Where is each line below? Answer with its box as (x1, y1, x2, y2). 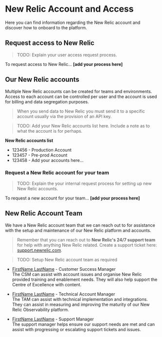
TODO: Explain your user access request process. (17, 52, 117, 58)
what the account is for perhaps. (17, 128, 83, 134)
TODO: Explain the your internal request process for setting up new (17, 180, 152, 186)
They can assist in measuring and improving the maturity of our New (12, 301, 150, 307)
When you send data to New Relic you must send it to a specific (17, 108, 145, 114)
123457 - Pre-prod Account (12, 152, 68, 158)
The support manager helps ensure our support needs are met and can (12, 321, 155, 327)
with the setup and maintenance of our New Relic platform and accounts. (5, 227, 152, 233)
